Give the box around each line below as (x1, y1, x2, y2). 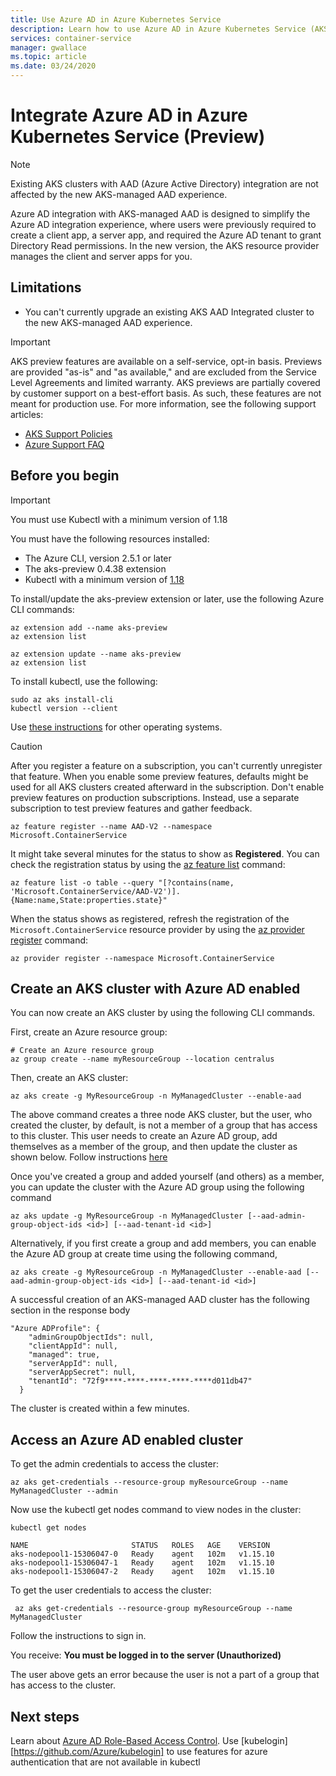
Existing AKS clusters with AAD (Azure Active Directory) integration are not (10, 177, 319, 190)
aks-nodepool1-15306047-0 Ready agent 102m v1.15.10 (10, 1549, 275, 1560)
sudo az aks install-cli (10, 694, 114, 705)
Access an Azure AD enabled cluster (10, 1431, 244, 1448)
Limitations (10, 279, 82, 296)
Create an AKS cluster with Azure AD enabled (10, 980, 301, 997)
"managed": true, (28, 1350, 101, 1360)
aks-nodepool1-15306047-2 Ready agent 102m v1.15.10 (10, 1567, 275, 1577)
